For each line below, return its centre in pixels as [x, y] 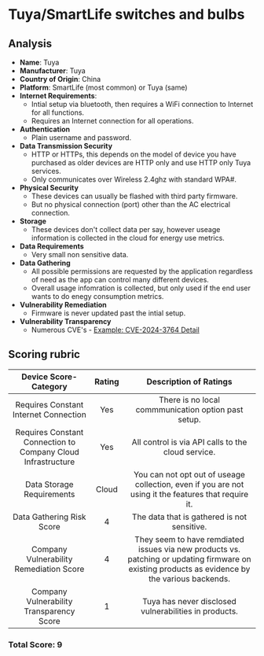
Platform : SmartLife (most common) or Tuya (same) [103, 87]
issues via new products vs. [190, 549]
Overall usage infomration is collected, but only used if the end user [141, 288]
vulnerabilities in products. [189, 611]
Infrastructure [49, 462]
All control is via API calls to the [189, 442]
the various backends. [189, 578]
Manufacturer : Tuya [53, 71]
